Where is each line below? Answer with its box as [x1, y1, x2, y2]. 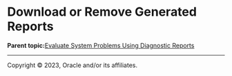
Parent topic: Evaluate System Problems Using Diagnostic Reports [7, 41, 195, 49]
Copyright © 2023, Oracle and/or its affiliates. [7, 61, 138, 69]
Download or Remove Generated [7, 4, 197, 20]
